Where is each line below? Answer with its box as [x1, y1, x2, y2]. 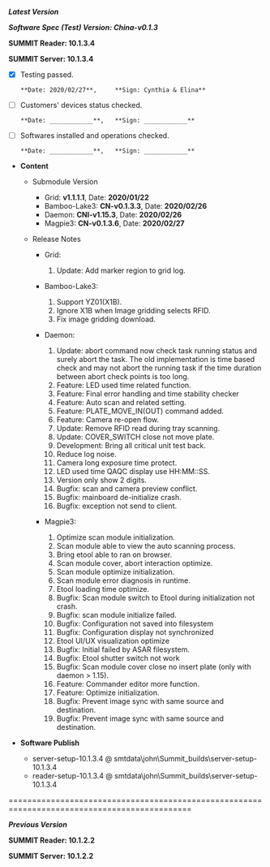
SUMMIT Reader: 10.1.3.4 [8, 38, 96, 48]
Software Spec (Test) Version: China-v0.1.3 [8, 23, 158, 32]
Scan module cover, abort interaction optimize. [56, 559, 213, 568]
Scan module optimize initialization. [56, 567, 175, 577]
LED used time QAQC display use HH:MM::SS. [56, 467, 211, 477]
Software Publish [19, 738, 79, 748]
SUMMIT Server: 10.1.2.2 [8, 852, 94, 861]
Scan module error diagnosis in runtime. [56, 576, 191, 585]
